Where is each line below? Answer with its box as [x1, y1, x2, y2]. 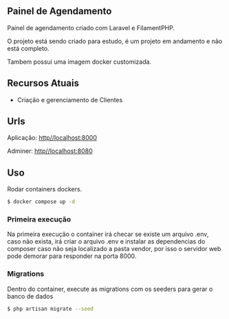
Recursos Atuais [7, 78, 79, 89]
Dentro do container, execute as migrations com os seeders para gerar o [7, 285, 213, 293]
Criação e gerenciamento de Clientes [17, 95, 123, 104]
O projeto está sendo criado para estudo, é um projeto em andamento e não [7, 37, 223, 45]
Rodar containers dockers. [7, 185, 83, 193]
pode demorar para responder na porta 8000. [7, 252, 137, 260]
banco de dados [7, 292, 54, 300]
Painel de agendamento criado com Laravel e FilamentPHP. [7, 23, 175, 32]
